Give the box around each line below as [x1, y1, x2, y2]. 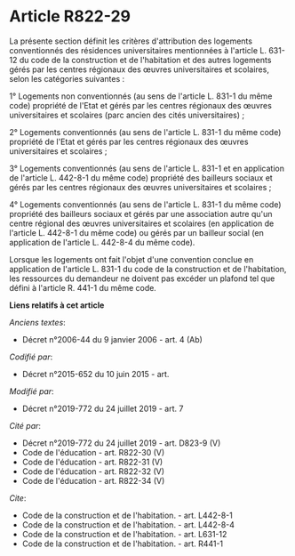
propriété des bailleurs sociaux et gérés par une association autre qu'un [9, 208, 273, 219]
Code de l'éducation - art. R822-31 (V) [21, 456, 163, 467]
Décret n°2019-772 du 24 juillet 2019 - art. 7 [21, 403, 184, 414]
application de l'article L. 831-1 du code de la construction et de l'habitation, [9, 263, 287, 274]
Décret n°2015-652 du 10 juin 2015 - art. [21, 368, 170, 379]
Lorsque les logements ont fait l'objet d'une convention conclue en [9, 254, 254, 264]
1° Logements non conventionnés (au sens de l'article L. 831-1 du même [9, 91, 273, 101]
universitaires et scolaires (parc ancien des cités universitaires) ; [9, 109, 245, 120]
